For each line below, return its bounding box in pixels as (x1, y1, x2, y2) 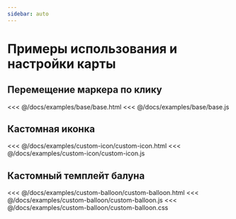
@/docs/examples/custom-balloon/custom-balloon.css (7, 203, 169, 212)
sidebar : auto (7, 10, 50, 18)
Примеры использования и (7, 40, 178, 57)
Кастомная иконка (7, 123, 96, 135)
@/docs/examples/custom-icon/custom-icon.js (7, 149, 145, 158)
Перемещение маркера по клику (7, 84, 162, 96)
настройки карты (7, 56, 116, 71)
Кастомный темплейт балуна (7, 170, 145, 182)
